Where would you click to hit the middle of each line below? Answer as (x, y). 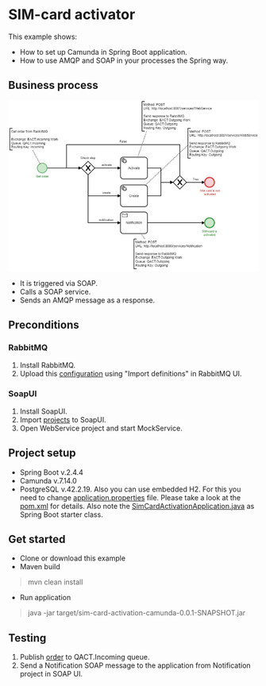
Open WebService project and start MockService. (101, 428)
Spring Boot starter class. (61, 514)
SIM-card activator (72, 15)
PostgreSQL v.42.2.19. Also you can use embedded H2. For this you (130, 489)
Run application (45, 598)
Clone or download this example (72, 558)
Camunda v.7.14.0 (48, 480)
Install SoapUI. (43, 411)
